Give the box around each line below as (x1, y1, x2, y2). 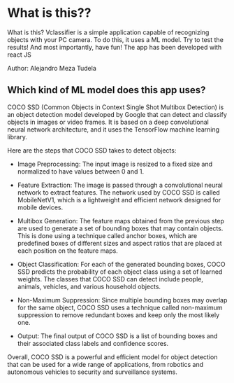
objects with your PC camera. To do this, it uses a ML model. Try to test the (7, 35, 224, 43)
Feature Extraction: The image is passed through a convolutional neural (17, 181, 224, 189)
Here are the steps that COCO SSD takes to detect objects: (7, 146, 177, 155)
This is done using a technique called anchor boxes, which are (17, 231, 198, 239)
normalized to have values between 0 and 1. (17, 167, 145, 176)
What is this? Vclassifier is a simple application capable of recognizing (7, 28, 210, 36)
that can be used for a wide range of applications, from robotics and (7, 360, 204, 368)
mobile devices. (17, 203, 64, 211)
